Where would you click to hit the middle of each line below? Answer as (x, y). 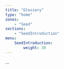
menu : (11, 39)
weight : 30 (35, 48)
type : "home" (19, 15)
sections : (16, 29)
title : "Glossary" (24, 10)
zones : (12, 19)
